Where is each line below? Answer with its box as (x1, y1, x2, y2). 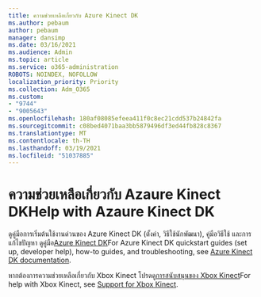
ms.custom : (8, 93, 44, 101)
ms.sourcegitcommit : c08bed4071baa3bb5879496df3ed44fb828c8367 (8, 122, 222, 130)
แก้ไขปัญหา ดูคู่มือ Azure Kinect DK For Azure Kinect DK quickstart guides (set (8, 238, 248, 248)
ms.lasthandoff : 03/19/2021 (8, 144, 102, 152)
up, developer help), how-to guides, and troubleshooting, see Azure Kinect (8, 247, 253, 257)
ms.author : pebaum (8, 19, 69, 27)
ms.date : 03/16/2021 (8, 41, 77, 49)
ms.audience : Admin (8, 48, 73, 56)
